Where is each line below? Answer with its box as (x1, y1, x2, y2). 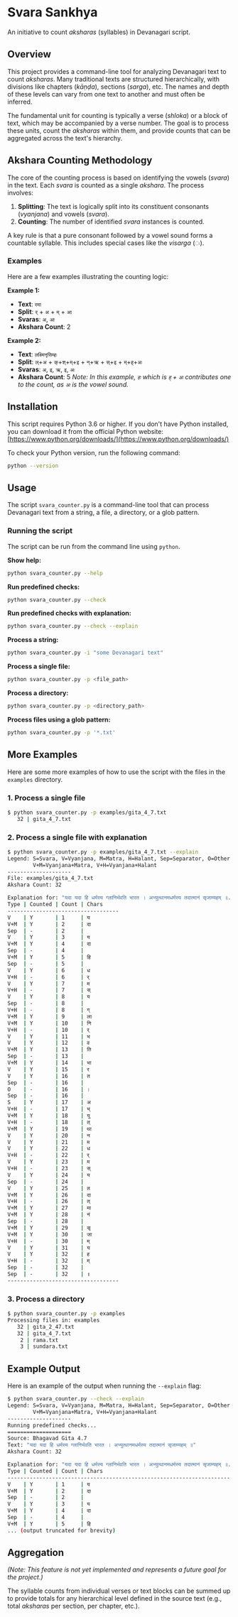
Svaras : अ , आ (17, 315, 55, 323)
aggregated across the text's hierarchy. (7, 134, 123, 142)
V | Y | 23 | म (7, 1158, 90, 1165)
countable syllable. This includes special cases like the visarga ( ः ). (7, 239, 205, 247)
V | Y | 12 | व (7, 1040, 90, 1047)
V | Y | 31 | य (7, 1244, 90, 1251)
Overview (7, 48, 52, 60)
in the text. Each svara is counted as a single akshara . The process (7, 180, 205, 189)
